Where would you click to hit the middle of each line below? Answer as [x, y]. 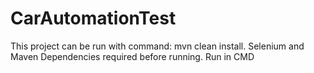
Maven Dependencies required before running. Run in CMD [132, 56]
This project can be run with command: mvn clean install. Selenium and [157, 46]
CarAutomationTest [93, 18]
